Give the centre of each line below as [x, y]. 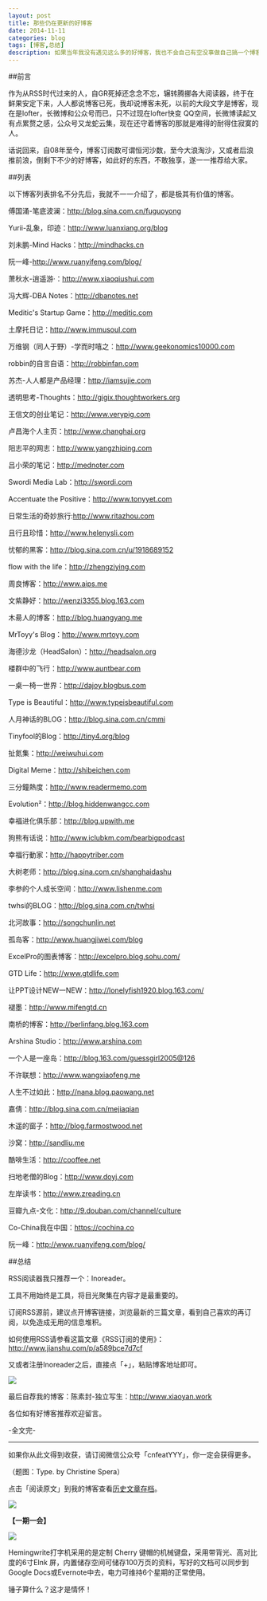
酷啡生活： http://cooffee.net [54, 1160]
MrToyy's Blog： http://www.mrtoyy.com [74, 634]
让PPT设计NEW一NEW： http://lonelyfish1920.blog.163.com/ [106, 990]
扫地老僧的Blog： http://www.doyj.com [71, 1176]
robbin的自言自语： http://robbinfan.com [74, 363]
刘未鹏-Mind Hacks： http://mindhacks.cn [76, 245]
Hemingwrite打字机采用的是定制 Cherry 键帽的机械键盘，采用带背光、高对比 [133, 1552]
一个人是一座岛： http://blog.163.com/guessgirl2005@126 [102, 1058]
